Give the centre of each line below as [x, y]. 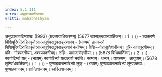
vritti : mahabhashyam [27, 18]
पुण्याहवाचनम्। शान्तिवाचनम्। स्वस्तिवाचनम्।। [41, 69]
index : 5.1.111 [20, 9]
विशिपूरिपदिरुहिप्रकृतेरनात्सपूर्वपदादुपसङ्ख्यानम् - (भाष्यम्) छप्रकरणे [55, 42]
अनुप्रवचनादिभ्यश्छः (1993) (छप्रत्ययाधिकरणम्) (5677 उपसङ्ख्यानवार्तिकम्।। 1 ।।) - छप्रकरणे [80, 36]
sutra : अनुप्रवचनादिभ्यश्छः [25, 14]
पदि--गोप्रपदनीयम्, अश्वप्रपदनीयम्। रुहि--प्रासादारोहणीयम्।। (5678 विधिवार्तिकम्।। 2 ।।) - [78, 53]
